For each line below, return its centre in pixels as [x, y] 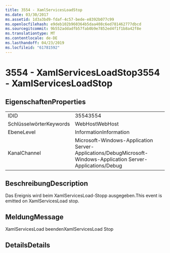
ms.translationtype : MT [30, 33]
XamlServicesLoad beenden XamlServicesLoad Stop [59, 229]
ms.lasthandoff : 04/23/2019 [35, 43]
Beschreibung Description [47, 183]
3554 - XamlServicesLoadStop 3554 [83, 73]
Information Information [102, 132]
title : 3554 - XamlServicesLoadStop [44, 10]
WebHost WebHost [97, 123]
